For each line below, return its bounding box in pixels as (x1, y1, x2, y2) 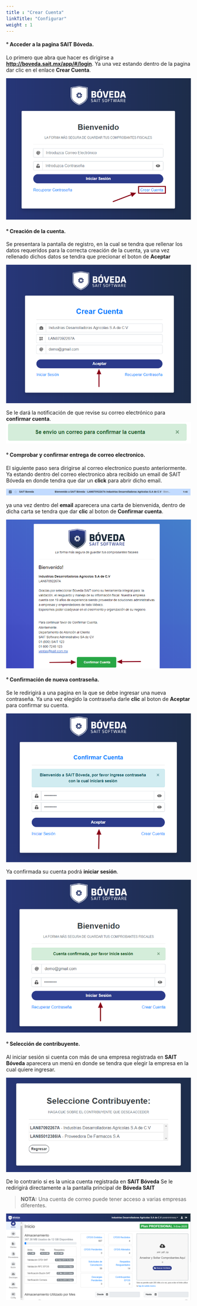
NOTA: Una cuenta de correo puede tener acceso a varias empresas (20, 1196, 186, 1203)
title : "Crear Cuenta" (6, 9, 64, 15)
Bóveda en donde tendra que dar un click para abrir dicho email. (6, 476, 162, 484)
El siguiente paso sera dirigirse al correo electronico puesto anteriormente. (6, 464, 187, 471)
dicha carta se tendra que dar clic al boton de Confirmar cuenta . (6, 508, 164, 515)
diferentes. (20, 1201, 47, 1208)
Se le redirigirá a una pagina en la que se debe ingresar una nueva (6, 689, 167, 696)
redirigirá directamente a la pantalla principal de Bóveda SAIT (6, 1184, 155, 1191)
